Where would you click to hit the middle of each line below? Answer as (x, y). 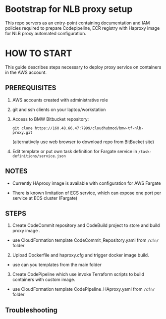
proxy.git (23, 132)
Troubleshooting (31, 310)
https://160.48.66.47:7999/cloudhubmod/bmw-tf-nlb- (89, 128)
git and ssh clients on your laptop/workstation (59, 109)
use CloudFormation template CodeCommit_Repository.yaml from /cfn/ (85, 240)
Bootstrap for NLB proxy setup (69, 9)
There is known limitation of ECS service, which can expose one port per (87, 193)
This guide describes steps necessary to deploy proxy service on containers (83, 67)
